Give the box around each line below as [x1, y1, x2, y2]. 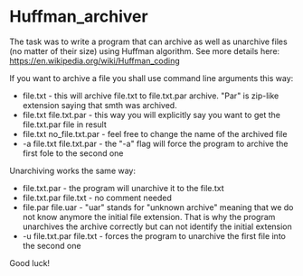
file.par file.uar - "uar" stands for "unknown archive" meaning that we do [22, 201, 294, 213]
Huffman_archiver [9, 6, 148, 27]
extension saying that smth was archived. [22, 99, 178, 110]
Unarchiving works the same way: [9, 165, 136, 176]
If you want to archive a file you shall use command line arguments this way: [9, 72, 294, 83]
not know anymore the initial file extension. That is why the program [22, 211, 276, 222]
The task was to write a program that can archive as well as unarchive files [9, 36, 288, 47]
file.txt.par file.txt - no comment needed [22, 192, 172, 203]
